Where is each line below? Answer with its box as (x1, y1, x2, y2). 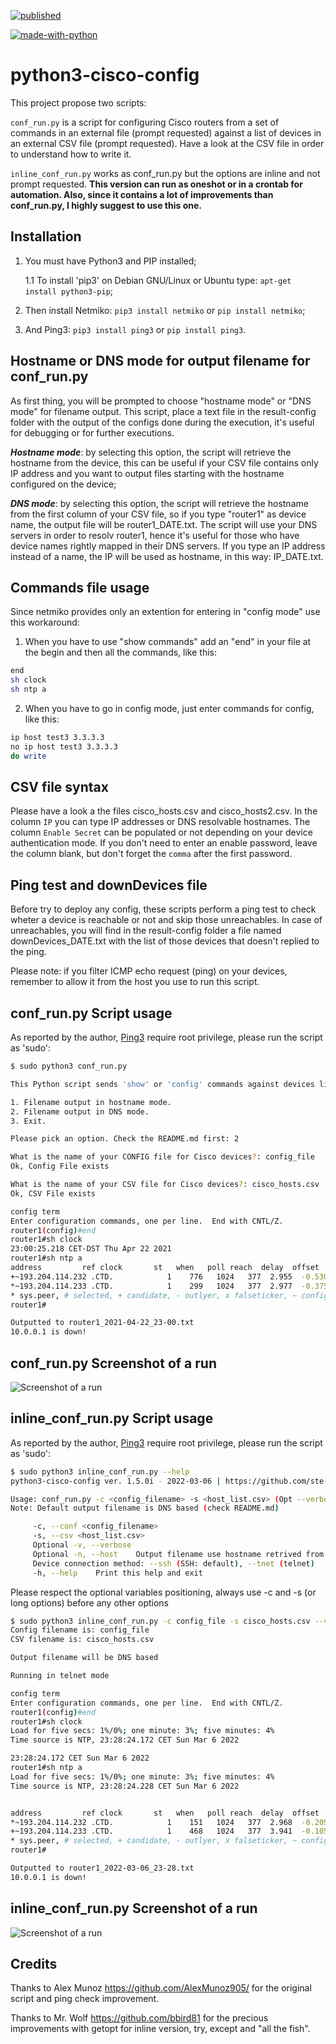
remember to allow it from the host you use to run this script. (10, 976, 260, 988)
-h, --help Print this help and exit (32, 1568, 203, 1578)
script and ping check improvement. (10, 1993, 160, 2005)
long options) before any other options (10, 1596, 170, 1609)
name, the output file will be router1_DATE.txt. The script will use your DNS (10, 518, 318, 530)
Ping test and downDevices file (10, 876, 208, 894)
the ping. (10, 946, 47, 958)
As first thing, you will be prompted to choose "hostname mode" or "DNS (10, 395, 312, 407)
